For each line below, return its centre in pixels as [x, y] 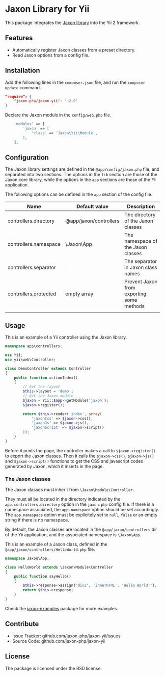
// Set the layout [41, 387]
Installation [23, 70]
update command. [23, 87]
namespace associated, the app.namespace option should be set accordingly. [82, 510]
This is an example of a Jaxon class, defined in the [56, 544]
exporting [136, 294]
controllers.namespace [34, 244]
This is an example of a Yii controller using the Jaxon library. [66, 338]
